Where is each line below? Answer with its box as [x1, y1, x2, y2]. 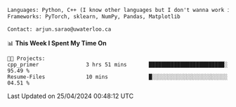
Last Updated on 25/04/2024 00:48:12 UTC [7, 92, 134, 100]
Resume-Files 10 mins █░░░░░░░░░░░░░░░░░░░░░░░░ [7, 73, 228, 80]
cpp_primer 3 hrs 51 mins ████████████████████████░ [7, 61, 228, 68]
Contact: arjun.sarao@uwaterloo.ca [7, 25, 112, 33]
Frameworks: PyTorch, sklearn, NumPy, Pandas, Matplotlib [7, 13, 181, 20]
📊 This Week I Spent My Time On [7, 38, 107, 47]
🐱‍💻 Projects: [7, 55, 46, 62]
